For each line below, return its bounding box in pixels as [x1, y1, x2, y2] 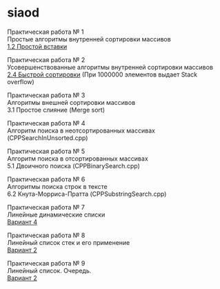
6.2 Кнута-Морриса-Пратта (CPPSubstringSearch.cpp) [7, 190, 167, 198]
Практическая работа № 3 [7, 91, 86, 99]
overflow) [7, 77, 34, 86]
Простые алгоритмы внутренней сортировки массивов [7, 34, 171, 43]
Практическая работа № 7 [7, 203, 85, 211]
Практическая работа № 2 [7, 55, 86, 63]
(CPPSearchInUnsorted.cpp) [7, 133, 88, 142]
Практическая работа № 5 [7, 147, 86, 155]
